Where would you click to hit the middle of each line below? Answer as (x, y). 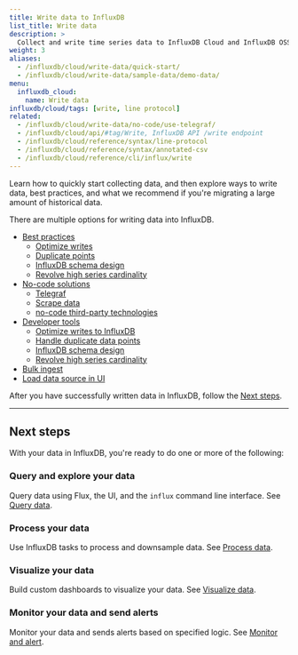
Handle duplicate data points (88, 340)
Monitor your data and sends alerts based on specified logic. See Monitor (143, 632)
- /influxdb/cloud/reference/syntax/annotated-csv (113, 149)
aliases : (25, 59)
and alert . (27, 642)
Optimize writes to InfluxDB (85, 331)
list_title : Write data (53, 26)
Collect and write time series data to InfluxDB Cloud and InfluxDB (146, 42)
